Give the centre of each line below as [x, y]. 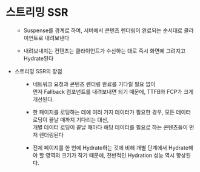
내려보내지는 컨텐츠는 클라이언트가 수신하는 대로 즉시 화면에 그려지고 [105, 51]
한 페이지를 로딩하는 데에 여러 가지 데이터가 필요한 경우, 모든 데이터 [112, 112]
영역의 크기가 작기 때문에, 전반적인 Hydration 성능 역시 [110, 155]
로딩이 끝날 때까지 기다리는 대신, [71, 119]
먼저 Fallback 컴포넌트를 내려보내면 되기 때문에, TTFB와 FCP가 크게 [113, 91]
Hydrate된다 [38, 58]
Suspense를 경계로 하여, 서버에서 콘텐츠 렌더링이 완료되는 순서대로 [103, 30]
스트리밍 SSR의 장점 [38, 71]
